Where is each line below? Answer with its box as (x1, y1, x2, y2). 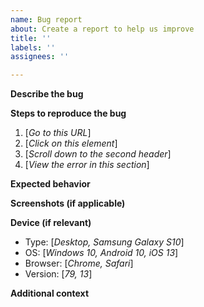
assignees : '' (10, 52, 70, 62)
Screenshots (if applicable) (10, 197, 126, 210)
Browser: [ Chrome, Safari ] (24, 257, 134, 270)
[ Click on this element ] (24, 137, 118, 150)
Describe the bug (10, 88, 84, 100)
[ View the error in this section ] (24, 159, 150, 171)
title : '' (10, 33, 52, 43)
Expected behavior (10, 178, 91, 190)
